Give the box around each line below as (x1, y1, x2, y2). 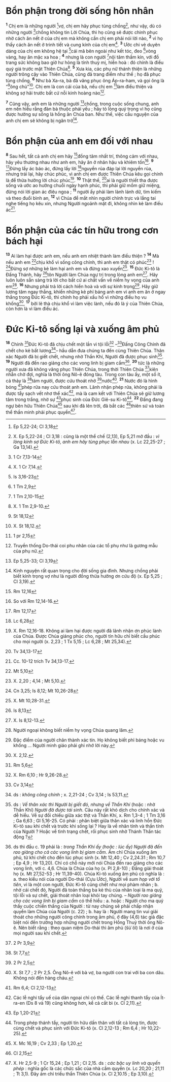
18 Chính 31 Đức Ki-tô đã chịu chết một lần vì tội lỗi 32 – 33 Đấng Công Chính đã (6, 341, 166, 347)
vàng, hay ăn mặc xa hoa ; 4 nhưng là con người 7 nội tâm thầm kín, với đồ (6, 53, 159, 60)
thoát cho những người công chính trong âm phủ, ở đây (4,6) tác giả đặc (13, 914, 164, 920)
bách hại (6, 235, 43, 246)
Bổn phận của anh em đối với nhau (6, 135, 153, 147)
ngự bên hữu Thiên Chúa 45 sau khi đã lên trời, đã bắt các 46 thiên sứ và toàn (6, 402, 164, 409)
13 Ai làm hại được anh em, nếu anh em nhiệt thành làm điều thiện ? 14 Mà (6, 252, 159, 259)
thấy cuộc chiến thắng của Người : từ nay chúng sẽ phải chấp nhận (13, 903, 154, 909)
